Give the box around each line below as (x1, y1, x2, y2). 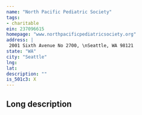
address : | (6, 37, 34, 43)
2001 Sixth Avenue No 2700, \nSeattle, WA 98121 (8, 43, 134, 49)
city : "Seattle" (6, 54, 47, 60)
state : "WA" (6, 48, 36, 54)
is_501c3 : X (6, 76, 36, 82)
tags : (6, 15, 20, 21)
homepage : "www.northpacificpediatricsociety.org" (6, 31, 137, 38)
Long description (6, 99, 72, 109)
